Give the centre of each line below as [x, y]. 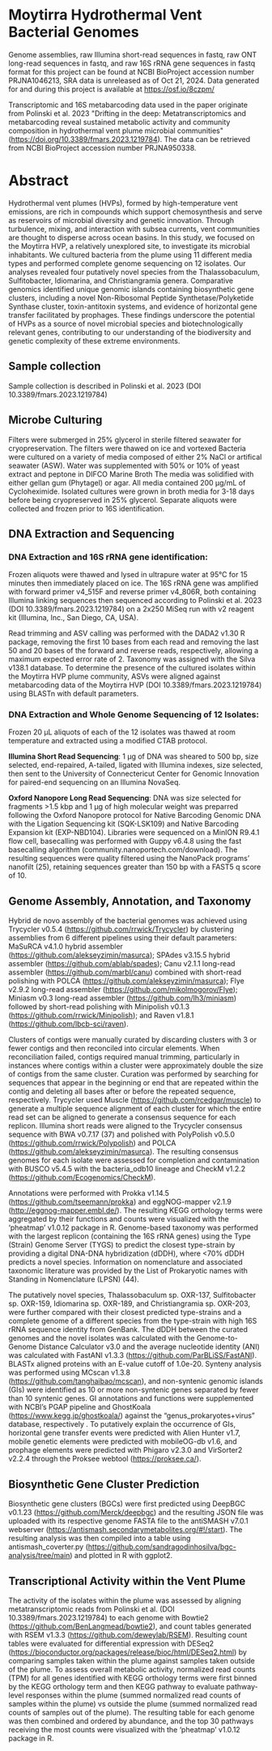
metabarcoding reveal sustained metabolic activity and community [119, 122]
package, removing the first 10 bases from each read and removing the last [134, 642]
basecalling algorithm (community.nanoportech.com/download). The [123, 850]
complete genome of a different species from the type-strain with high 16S [133, 1321]
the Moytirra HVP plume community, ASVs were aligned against [115, 676]
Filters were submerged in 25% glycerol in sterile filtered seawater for [125, 439]
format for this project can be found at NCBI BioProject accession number [132, 71]
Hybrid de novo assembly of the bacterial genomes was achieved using [128, 921]
